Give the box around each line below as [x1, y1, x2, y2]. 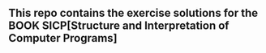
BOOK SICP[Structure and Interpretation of [8, 19, 230, 33]
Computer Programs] [8, 31, 118, 45]
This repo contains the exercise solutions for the [8, 6, 259, 20]
